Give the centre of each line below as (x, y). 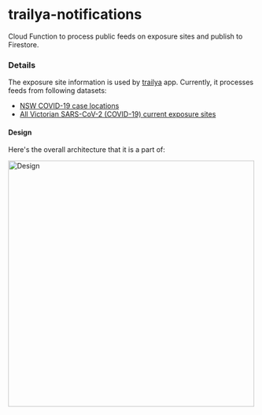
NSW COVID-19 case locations (69, 106)
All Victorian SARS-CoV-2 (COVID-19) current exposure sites (118, 114)
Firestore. (24, 44)
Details (22, 65)
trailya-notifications (75, 15)
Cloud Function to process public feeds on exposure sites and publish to (125, 36)
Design (20, 132)
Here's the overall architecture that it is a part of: (87, 150)
